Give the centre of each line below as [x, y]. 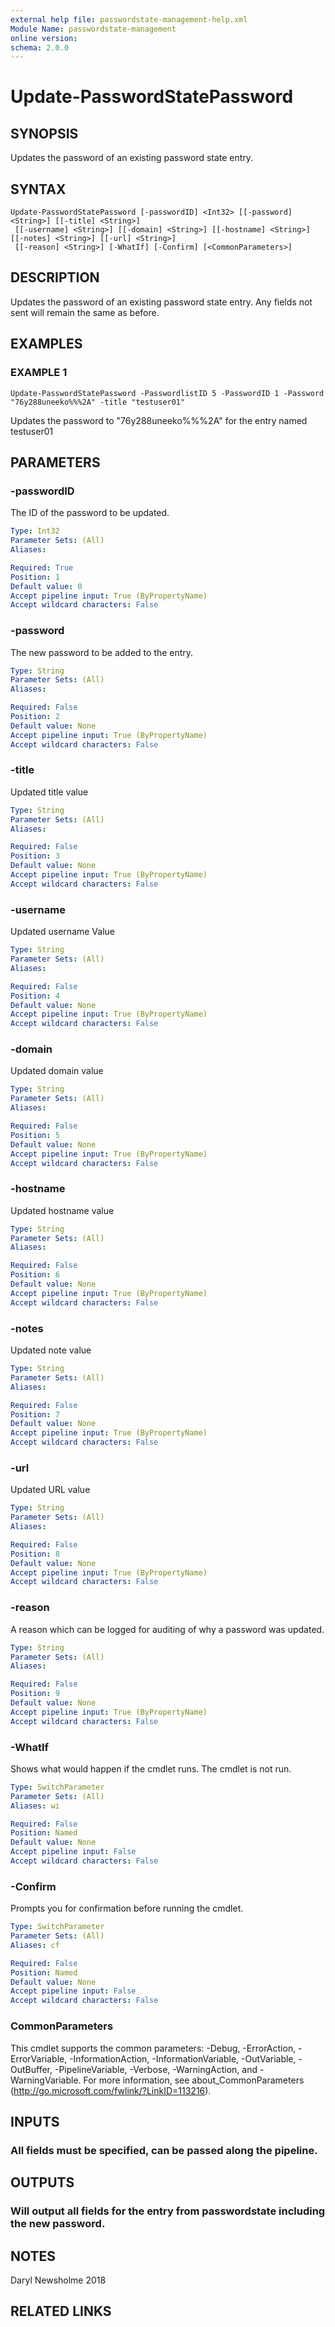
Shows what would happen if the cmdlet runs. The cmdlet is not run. [151, 1768]
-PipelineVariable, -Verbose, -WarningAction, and [156, 2069]
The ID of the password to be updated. [90, 513]
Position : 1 [35, 577]
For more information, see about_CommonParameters [194, 2080]
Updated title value [49, 792]
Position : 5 [35, 1135]
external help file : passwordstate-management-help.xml [129, 19]
